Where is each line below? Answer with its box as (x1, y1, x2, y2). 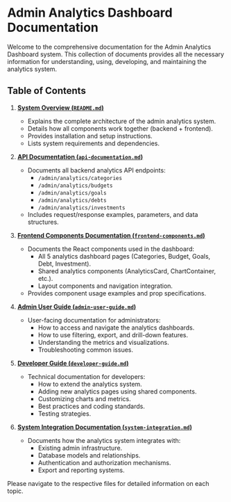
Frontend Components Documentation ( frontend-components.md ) (17, 231, 206, 239)
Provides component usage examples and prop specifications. (27, 289, 207, 297)
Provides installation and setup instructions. (27, 131, 153, 140)
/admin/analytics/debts (37, 197, 107, 204)
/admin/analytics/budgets (37, 182, 113, 189)
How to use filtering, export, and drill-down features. (37, 330, 189, 339)
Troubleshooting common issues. (37, 346, 134, 354)
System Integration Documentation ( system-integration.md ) (17, 423, 192, 431)
